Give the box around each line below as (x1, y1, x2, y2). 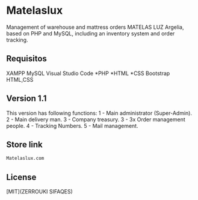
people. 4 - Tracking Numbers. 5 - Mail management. (6, 122, 138, 129)
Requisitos (6, 53, 47, 64)
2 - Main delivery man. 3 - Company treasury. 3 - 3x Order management (6, 115, 185, 123)
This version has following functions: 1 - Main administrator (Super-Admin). (6, 109, 193, 117)
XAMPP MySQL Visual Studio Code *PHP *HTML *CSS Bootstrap (6, 70, 170, 77)
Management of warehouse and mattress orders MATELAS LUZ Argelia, (6, 23, 184, 31)
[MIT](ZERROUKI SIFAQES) (6, 188, 73, 195)
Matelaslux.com (6, 156, 45, 162)
